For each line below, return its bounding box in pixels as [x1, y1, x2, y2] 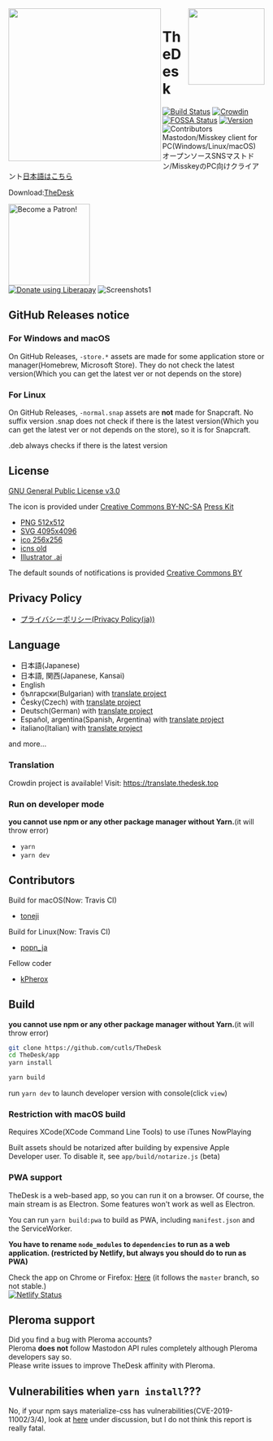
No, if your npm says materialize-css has [8, 1406, 145, 1416]
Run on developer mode [8, 798, 105, 810]
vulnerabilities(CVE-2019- [146, 1406, 233, 1416]
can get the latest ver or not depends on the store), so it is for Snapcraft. [8, 424, 251, 434]
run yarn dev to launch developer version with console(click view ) [8, 1088, 227, 1098]
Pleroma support [8, 1313, 95, 1327]
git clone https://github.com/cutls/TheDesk [8, 1043, 162, 1052]
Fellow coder [8, 958, 52, 968]
